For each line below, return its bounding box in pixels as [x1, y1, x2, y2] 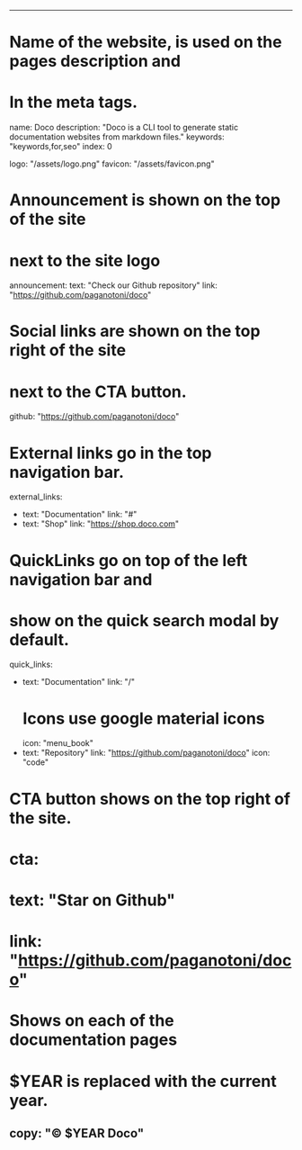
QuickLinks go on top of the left [9, 550, 248, 571]
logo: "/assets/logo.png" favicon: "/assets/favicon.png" [9, 158, 215, 169]
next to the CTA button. [9, 382, 187, 401]
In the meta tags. [9, 92, 138, 112]
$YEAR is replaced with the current [9, 1071, 277, 1092]
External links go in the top [9, 443, 212, 463]
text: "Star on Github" [9, 890, 175, 910]
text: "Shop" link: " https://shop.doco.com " [22, 518, 180, 529]
